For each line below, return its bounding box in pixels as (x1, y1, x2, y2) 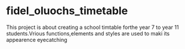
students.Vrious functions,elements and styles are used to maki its (6, 30, 170, 37)
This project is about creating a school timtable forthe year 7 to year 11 (6, 24, 179, 31)
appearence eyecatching (6, 36, 67, 43)
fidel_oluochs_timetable (6, 4, 128, 18)
